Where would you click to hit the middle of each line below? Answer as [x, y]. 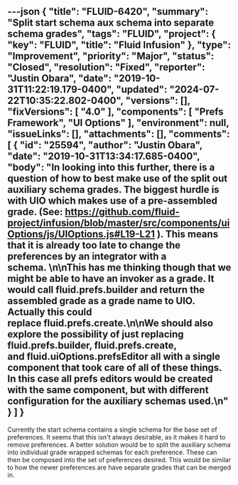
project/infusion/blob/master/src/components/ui [119, 223]
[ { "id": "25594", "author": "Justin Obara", [105, 145]
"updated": [142, 89]
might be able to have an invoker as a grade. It [111, 279]
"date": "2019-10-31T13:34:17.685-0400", [104, 156]
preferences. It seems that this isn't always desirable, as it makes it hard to [117, 437]
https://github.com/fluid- [122, 212]
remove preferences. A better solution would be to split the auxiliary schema [119, 444]
